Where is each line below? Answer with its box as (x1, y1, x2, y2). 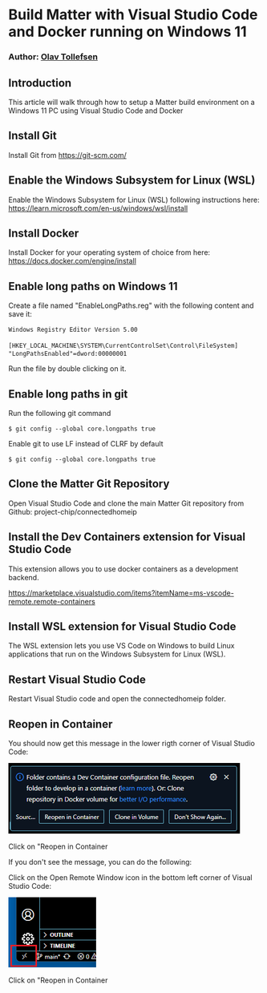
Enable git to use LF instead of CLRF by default (8, 438, 164, 448)
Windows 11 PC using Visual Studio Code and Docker (8, 106, 184, 115)
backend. (8, 572, 39, 582)
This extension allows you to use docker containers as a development (8, 563, 239, 574)
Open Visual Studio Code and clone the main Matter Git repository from (8, 499, 245, 508)
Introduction (8, 76, 72, 90)
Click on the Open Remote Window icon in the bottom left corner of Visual (8, 873, 253, 882)
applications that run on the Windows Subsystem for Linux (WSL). (8, 649, 226, 659)
